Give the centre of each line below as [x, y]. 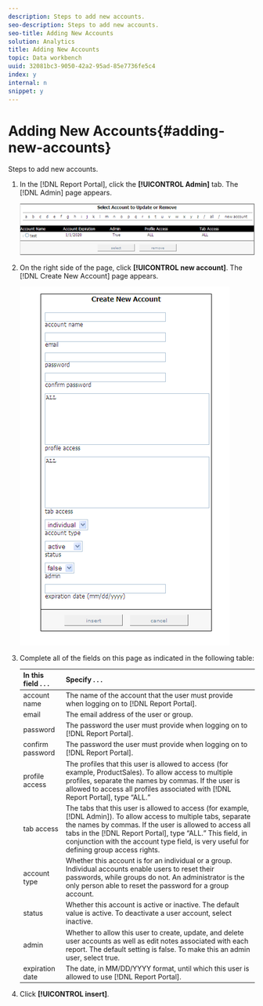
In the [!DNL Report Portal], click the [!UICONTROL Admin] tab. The [129, 184]
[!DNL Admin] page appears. [65, 193]
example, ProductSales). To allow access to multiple [149, 772]
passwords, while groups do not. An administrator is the [155, 877]
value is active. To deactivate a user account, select [149, 913]
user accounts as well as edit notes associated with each [157, 941]
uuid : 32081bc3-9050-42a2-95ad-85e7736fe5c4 [82, 67]
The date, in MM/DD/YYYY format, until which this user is [157, 968]
